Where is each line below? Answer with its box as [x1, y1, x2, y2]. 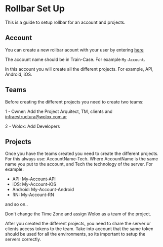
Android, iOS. [5, 71, 32, 77]
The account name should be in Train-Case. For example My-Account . [5, 56, 146, 62]
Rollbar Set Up [5, 3, 65, 14]
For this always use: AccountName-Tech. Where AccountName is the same [5, 156, 158, 162]
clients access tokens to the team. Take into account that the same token [5, 226, 154, 232]
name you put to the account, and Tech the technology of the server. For [5, 161, 153, 167]
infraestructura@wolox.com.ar [5, 113, 67, 119]
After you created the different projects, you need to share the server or [5, 221, 151, 227]
